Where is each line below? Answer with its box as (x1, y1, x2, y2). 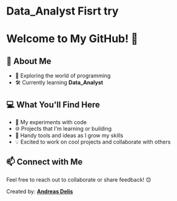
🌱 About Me (6, 56, 52, 66)
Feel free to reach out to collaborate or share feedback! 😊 (6, 176, 152, 183)
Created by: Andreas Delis (6, 188, 73, 195)
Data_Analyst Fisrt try (6, 4, 119, 18)
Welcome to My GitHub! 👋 (6, 32, 138, 46)
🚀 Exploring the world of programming (15, 72, 111, 79)
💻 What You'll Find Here (6, 99, 100, 110)
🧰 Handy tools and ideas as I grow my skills (15, 132, 124, 139)
